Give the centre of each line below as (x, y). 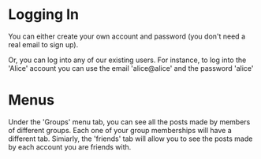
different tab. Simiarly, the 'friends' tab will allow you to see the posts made (130, 139)
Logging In (44, 15)
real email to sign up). (43, 44)
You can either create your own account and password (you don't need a (127, 36)
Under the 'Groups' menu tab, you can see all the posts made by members (129, 122)
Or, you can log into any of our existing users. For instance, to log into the (127, 60)
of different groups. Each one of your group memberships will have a (120, 130)
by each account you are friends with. (70, 146)
